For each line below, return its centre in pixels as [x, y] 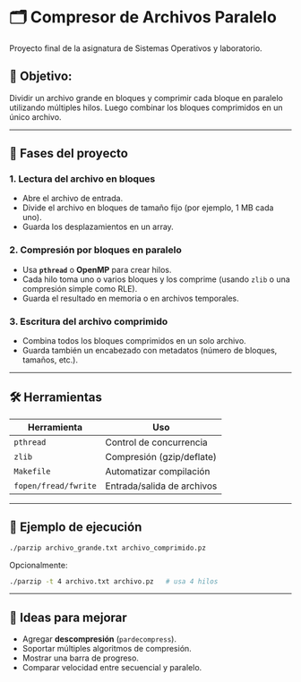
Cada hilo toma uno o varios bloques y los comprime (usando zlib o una [156, 279]
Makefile [32, 471]
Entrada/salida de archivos [161, 486]
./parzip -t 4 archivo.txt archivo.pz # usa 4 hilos [114, 581]
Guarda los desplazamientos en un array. [98, 227]
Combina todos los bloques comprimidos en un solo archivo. [134, 341]
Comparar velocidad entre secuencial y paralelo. [112, 668]
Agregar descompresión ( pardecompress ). [99, 639]
